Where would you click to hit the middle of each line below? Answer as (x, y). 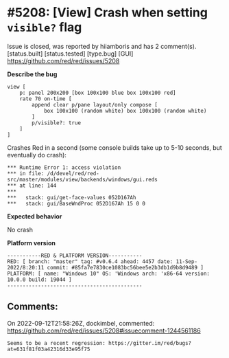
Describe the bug (32, 74)
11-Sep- (186, 261)
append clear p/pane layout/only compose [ (95, 104)
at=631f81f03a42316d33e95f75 (49, 349)
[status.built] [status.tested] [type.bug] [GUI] (70, 54)
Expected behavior (35, 216)
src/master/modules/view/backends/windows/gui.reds (82, 179)
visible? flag (45, 27)
